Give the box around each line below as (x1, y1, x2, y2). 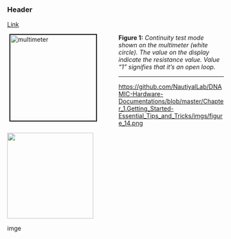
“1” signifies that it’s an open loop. (118, 63, 216, 71)
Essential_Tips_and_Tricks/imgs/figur (118, 112, 223, 120)
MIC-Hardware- (118, 90, 164, 98)
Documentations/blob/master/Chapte (118, 98, 224, 106)
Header (7, 5, 33, 14)
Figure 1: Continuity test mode (118, 34, 204, 42)
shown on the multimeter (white (118, 41, 208, 49)
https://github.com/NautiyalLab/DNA (118, 82, 222, 91)
